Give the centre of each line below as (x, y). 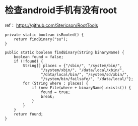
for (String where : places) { (56, 83)
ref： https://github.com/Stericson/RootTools (51, 25)
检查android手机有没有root (61, 10)
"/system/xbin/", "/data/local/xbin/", (82, 70)
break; (48, 96)
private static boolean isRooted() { (44, 35)
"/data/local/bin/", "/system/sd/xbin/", (85, 74)
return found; (28, 114)
